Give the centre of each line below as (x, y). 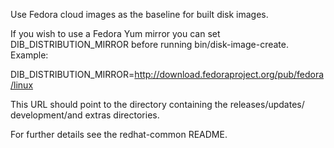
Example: (29, 55)
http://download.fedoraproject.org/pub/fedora (229, 74)
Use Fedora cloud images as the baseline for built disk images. (139, 14)
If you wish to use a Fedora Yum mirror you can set (115, 33)
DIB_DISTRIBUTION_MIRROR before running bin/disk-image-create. (149, 44)
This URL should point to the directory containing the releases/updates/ (157, 104)
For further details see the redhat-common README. (119, 134)
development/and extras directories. (85, 115)
